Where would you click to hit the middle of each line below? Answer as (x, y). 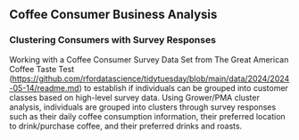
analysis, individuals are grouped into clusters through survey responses (143, 107)
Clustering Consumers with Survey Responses (113, 40)
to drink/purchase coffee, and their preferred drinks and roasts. (126, 126)
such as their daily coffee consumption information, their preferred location (147, 116)
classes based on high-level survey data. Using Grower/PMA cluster (135, 97)
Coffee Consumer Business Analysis (113, 15)
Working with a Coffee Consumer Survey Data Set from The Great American (149, 59)
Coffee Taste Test (42, 69)
